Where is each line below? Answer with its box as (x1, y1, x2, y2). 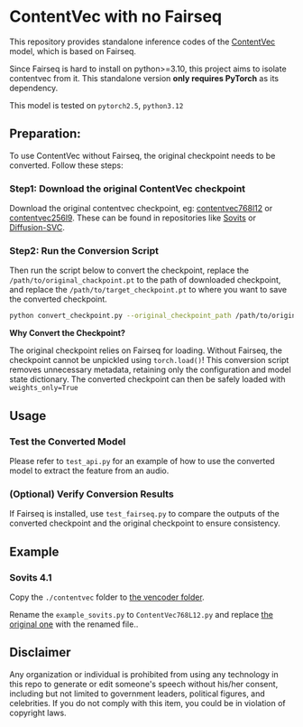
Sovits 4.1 (9, 571, 52, 583)
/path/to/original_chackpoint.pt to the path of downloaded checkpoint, (9, 275, 281, 285)
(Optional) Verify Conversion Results (9, 488, 174, 500)
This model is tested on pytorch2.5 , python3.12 (9, 99, 184, 110)
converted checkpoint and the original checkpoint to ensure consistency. (9, 517, 281, 529)
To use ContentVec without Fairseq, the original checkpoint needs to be (9, 150, 276, 161)
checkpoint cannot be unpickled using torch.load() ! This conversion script (9, 355, 289, 366)
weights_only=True (9, 384, 78, 393)
